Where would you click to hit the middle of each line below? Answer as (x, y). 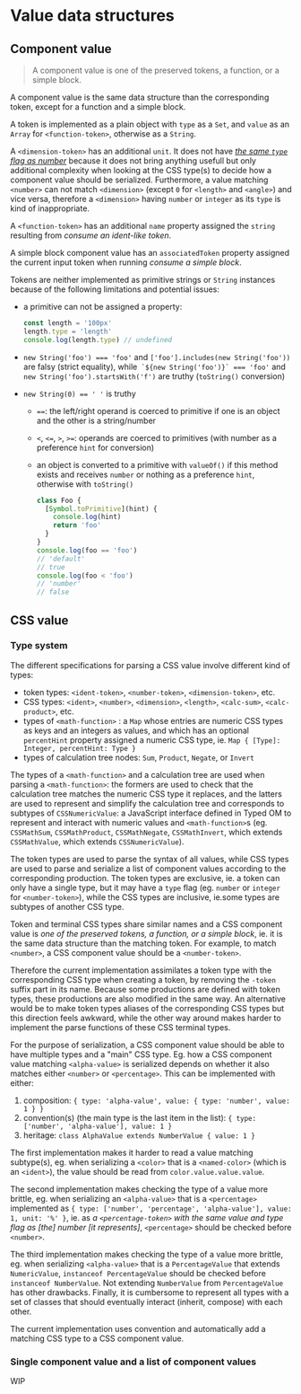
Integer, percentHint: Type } (80, 748)
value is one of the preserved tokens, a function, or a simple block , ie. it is (146, 933)
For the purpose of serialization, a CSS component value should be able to (147, 1045)
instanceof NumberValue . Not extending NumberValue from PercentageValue (147, 1283)
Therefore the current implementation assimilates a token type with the (141, 970)
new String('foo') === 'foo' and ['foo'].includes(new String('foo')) (157, 357)
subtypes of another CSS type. (67, 906)
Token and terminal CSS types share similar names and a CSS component (146, 924)
